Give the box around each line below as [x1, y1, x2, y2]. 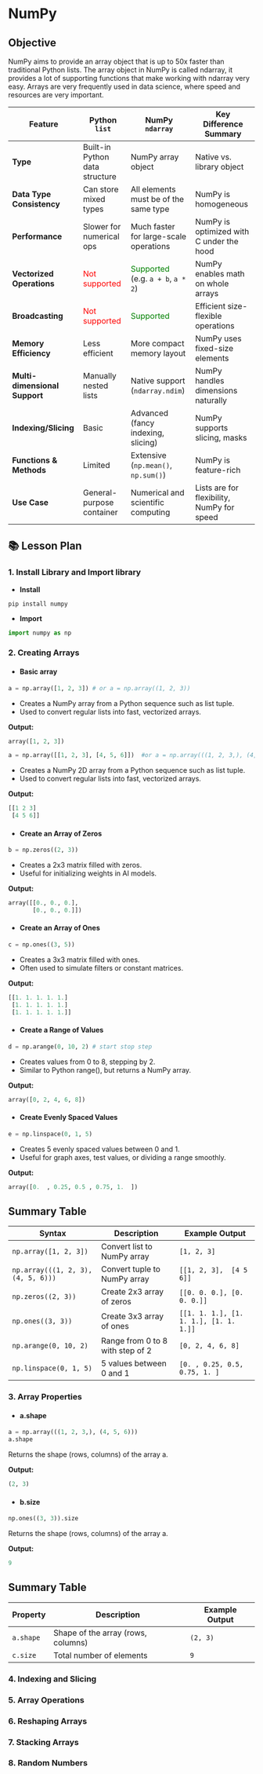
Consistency [12, 199, 60, 209]
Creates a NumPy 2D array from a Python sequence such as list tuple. [19, 766, 246, 775]
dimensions [195, 386, 238, 396]
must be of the [130, 194, 185, 204]
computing [130, 507, 171, 518]
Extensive [130, 450, 167, 460]
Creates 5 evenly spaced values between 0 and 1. [19, 1144, 180, 1154]
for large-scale [130, 231, 186, 242]
